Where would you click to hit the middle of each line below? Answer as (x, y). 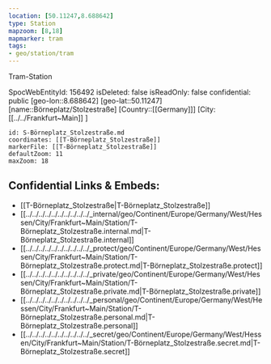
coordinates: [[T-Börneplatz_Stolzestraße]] (85, 140)
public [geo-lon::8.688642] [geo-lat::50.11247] (85, 101)
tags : (17, 46)
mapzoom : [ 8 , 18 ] (36, 31)
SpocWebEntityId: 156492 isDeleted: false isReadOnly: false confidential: (129, 92)
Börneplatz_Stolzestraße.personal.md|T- (87, 317)
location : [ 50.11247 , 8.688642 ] (61, 16)
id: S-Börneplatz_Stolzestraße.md (67, 133)
